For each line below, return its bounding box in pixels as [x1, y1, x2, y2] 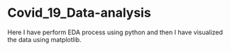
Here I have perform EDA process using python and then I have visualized [7, 28, 224, 36]
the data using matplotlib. [7, 35, 82, 43]
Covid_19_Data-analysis [7, 5, 151, 21]
